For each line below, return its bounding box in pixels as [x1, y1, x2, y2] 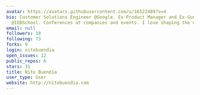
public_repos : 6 [6, 58, 46, 64]
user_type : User [6, 74, 46, 80]
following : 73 [6, 36, 42, 42]
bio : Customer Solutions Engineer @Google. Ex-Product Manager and [6, 14, 177, 20]
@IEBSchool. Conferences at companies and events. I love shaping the [11, 19, 190, 25]
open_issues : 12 [6, 53, 46, 58]
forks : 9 [6, 42, 28, 48]
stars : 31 [6, 63, 31, 70]
